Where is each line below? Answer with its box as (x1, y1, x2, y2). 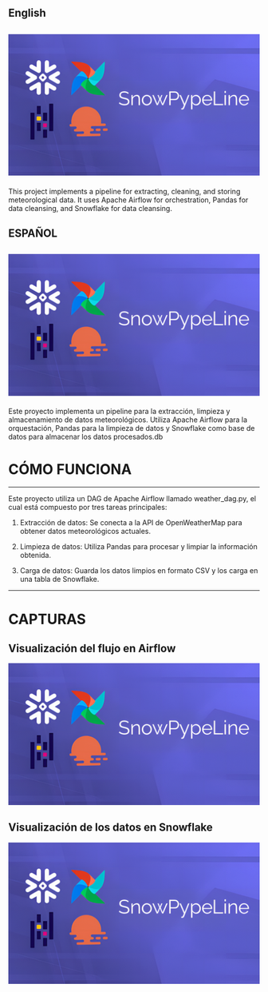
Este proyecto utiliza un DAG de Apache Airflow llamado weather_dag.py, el (8, 494, 257, 504)
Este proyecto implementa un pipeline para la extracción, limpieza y (8, 407, 231, 416)
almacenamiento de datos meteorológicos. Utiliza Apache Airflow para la (8, 415, 248, 424)
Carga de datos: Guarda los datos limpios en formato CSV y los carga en (19, 566, 258, 576)
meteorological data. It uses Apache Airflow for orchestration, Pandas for (8, 195, 249, 205)
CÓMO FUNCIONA (8, 460, 132, 478)
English (8, 6, 46, 20)
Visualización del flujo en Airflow (8, 641, 176, 655)
